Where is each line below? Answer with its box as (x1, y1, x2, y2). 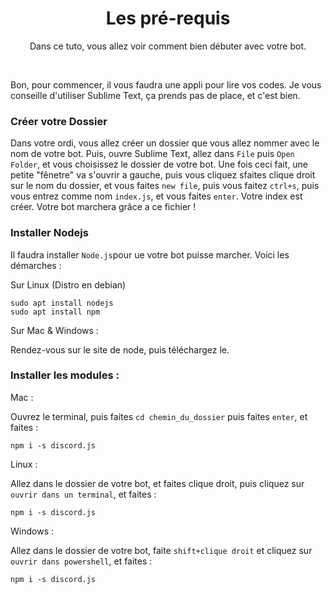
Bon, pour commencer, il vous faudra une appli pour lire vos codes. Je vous (10, 78, 322, 91)
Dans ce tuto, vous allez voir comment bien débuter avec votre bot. (29, 40, 307, 52)
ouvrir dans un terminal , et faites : (10, 488, 157, 500)
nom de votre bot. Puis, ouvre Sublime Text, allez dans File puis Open (10, 148, 295, 160)
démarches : (10, 259, 62, 271)
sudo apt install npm (10, 307, 101, 317)
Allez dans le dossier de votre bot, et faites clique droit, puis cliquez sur (10, 477, 305, 489)
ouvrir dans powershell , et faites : (10, 555, 153, 567)
